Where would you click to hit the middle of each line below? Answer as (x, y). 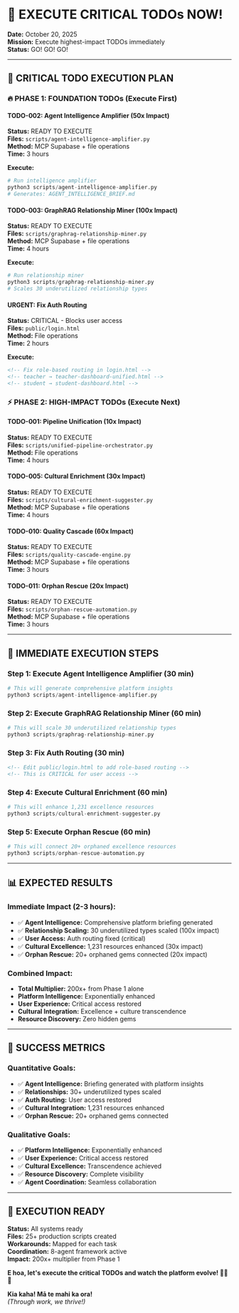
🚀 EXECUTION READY (56, 1212)
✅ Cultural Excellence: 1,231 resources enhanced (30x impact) (110, 946)
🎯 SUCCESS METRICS (56, 1048)
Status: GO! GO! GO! (38, 49)
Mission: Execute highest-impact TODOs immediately (86, 41)
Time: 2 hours (28, 344)
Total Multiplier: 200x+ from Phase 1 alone (81, 989)
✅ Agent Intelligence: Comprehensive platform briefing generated (115, 922)
